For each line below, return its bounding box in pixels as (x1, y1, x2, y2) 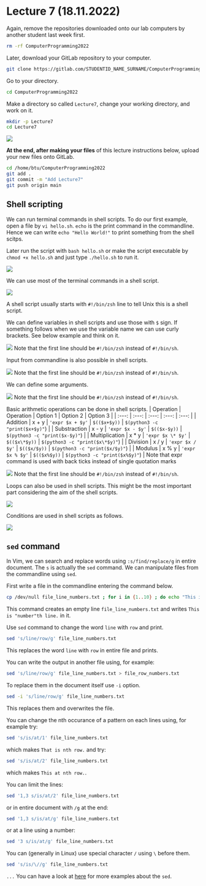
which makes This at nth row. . (6, 769, 87, 776)
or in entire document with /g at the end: (6, 804, 109, 811)
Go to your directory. (6, 77, 59, 84)
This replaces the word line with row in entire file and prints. (6, 647, 158, 654)
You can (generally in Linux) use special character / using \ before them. (6, 850, 191, 857)
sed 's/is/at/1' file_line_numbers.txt (6, 734, 109, 741)
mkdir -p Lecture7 (6, 118, 53, 125)
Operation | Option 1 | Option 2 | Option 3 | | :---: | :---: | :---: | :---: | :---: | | (6, 412, 196, 419)
